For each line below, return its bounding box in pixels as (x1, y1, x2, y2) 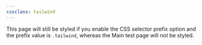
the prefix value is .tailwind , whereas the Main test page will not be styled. (6, 31, 195, 39)
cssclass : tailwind (6, 8, 56, 15)
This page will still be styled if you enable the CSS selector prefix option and (6, 25, 197, 32)
